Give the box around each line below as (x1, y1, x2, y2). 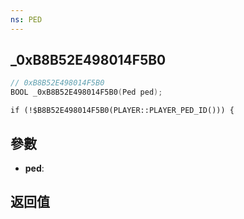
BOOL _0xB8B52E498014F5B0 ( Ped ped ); (10, 87, 163, 98)
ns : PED (10, 14, 43, 25)
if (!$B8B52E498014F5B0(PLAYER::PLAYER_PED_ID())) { (10, 106, 235, 116)
